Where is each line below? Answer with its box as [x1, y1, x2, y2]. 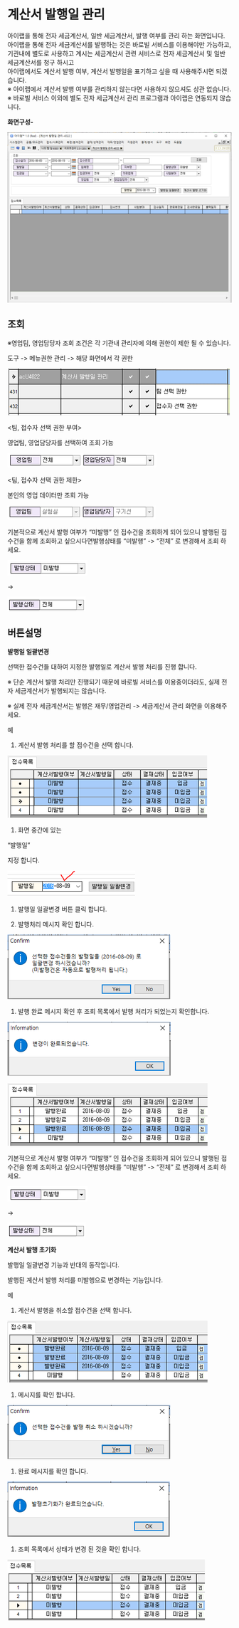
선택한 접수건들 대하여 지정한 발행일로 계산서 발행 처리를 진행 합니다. [7, 662, 197, 671]
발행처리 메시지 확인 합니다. [17, 919, 95, 929]
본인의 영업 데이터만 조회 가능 [7, 490, 90, 499]
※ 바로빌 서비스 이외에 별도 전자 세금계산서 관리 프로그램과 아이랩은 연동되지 [7, 93, 218, 102]
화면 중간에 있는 [17, 825, 62, 834]
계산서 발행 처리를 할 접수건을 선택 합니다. [17, 741, 134, 749]
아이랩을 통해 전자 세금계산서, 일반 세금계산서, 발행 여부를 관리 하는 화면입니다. [7, 31, 225, 40]
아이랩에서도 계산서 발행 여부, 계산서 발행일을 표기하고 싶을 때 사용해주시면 [7, 67, 215, 75]
